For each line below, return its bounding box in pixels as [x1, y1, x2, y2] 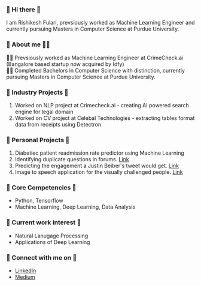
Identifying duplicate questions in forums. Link [14, 156, 130, 163]
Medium [14, 273, 36, 281]
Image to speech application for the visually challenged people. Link [14, 168, 183, 176]
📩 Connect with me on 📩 [6, 253, 77, 261]
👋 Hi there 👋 [6, 5, 41, 14]
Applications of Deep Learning [14, 238, 90, 245]
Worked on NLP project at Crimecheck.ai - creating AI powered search [14, 101, 190, 109]
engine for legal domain [14, 108, 74, 115]
